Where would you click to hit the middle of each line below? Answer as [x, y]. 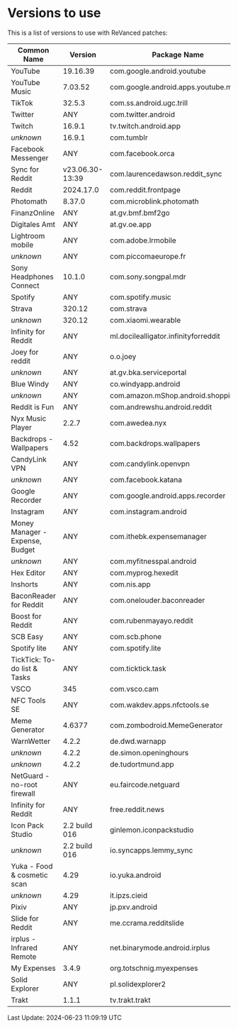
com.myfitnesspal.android [153, 561]
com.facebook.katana [146, 479]
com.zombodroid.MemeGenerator [166, 725]
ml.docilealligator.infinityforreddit [165, 336]
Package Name [178, 55]
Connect [25, 285]
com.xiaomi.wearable [145, 320]
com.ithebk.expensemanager [158, 536]
